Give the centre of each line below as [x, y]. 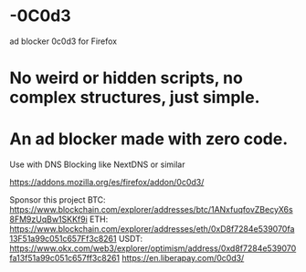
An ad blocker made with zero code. [149, 139]
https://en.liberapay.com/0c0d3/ [183, 258]
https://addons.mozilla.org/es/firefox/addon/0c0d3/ [107, 183]
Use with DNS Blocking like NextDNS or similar [97, 164]
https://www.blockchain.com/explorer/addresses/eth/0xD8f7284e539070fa [152, 229]
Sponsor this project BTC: [58, 200]
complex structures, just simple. [135, 98]
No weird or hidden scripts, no [127, 78]
